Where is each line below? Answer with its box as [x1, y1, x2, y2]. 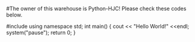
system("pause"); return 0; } [6, 29, 76, 36]
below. [6, 11, 23, 18]
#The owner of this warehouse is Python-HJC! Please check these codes [6, 5, 187, 12]
